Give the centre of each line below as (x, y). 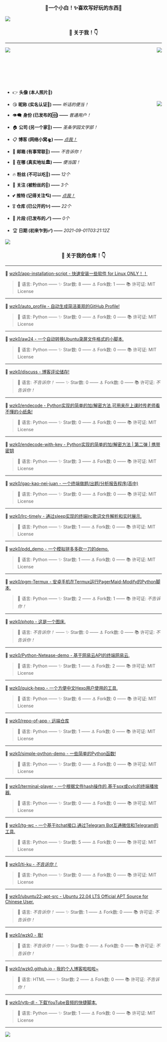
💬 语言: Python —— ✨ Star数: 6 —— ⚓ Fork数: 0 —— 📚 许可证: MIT (87, 698)
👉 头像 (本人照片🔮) (32, 92)
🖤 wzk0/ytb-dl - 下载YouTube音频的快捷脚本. (51, 1002)
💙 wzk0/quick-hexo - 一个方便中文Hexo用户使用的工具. (61, 688)
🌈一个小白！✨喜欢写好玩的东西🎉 (83, 7)
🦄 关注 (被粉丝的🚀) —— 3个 (40, 185)
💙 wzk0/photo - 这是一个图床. (36, 621)
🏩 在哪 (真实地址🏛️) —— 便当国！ (46, 162)
